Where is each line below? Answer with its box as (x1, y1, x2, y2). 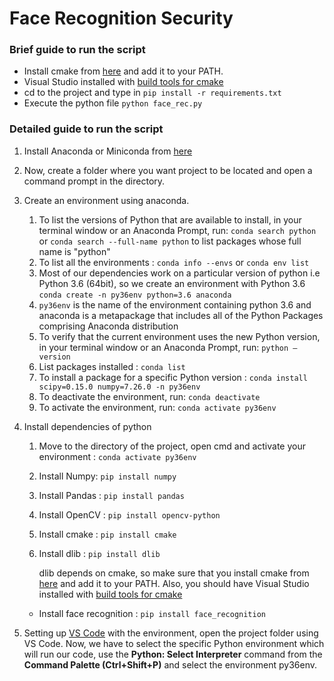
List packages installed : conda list (38, 360, 186, 372)
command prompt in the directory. (23, 175, 166, 187)
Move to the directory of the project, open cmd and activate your (38, 440, 306, 452)
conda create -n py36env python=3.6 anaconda (38, 290, 232, 300)
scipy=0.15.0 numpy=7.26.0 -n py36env (38, 382, 201, 392)
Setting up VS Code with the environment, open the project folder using (23, 627, 319, 639)
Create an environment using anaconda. (23, 194, 190, 206)
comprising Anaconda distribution (38, 320, 179, 332)
